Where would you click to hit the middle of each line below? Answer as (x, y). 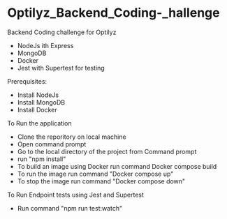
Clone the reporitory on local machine (72, 137)
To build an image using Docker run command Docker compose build (117, 166)
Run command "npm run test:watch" (70, 208)
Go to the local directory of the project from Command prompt (107, 151)
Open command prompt (52, 144)
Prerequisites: (27, 81)
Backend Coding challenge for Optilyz (62, 32)
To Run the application (39, 123)
